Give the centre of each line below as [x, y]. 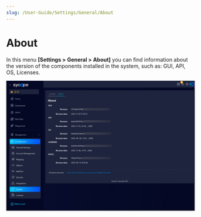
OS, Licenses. [23, 72]
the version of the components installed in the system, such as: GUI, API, [96, 66]
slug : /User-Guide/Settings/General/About [60, 13]
